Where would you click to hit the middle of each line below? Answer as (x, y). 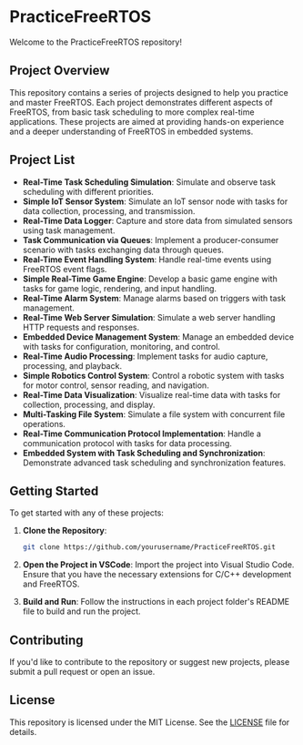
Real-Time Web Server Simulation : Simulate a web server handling (149, 317)
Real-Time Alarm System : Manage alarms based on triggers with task (154, 298)
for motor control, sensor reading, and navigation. (116, 385)
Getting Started (54, 490)
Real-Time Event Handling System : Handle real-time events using (147, 259)
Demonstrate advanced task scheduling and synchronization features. (154, 463)
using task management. (69, 230)
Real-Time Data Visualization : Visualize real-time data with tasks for (151, 394)
